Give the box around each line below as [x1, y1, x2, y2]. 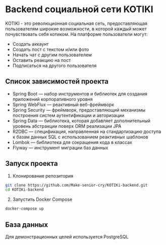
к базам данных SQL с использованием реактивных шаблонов [12, 133, 148, 140]
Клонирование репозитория [12, 172, 74, 179]
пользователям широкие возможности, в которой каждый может [5, 25, 147, 31]
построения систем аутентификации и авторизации [12, 112, 125, 118]
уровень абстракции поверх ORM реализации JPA [12, 123, 122, 129]
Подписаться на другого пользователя [12, 62, 97, 68]
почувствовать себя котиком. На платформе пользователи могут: [5, 31, 148, 37]
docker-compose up [5, 206, 44, 212]
